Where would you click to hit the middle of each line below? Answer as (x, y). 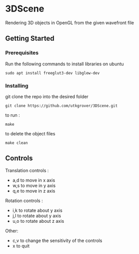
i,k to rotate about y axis (37, 210)
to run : (13, 115)
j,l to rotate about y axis (37, 216)
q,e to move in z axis (34, 191)
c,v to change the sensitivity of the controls (57, 240)
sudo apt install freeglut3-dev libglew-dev (52, 73)
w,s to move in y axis (34, 185)
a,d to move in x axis (34, 180)
